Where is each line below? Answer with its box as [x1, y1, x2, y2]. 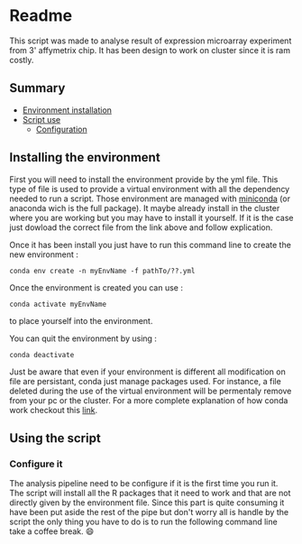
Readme [9, 5, 73, 26]
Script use [22, 114, 61, 124]
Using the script [9, 430, 101, 446]
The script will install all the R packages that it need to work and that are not [9, 488, 291, 499]
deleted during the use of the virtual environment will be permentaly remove [9, 385, 292, 396]
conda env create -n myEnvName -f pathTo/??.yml [9, 266, 196, 275]
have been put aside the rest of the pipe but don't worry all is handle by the [9, 507, 289, 518]
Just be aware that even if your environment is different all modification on [9, 366, 286, 377]
